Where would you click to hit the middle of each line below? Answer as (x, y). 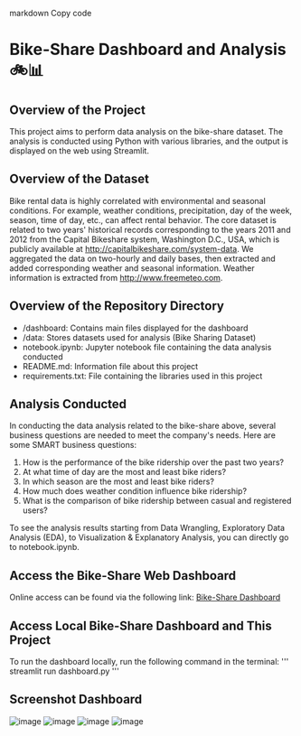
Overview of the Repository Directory (117, 306)
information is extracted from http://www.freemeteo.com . (116, 277)
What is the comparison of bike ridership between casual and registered (157, 501)
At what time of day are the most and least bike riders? (124, 472)
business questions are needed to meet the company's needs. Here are (142, 435)
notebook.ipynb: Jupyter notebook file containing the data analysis (147, 347)
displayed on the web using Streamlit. (79, 151)
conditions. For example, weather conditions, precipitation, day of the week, (150, 210)
